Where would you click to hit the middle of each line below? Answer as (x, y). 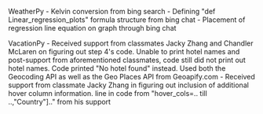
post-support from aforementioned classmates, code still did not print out (127, 60)
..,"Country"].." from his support (60, 102)
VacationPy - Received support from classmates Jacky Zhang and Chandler (131, 43)
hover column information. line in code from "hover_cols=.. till (108, 93)
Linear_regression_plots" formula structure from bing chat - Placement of (127, 20)
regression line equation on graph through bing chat (92, 28)
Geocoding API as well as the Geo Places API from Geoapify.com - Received (131, 77)
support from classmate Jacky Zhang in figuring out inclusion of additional (129, 85)
